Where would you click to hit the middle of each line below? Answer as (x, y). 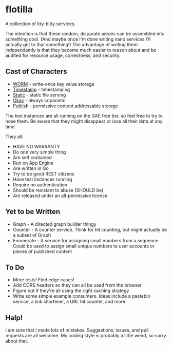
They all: (14, 137)
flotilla (19, 9)
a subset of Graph (32, 235)
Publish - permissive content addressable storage (65, 106)
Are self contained (32, 157)
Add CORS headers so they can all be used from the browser (77, 285)
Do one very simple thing (39, 152)
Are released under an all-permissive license (60, 196)
